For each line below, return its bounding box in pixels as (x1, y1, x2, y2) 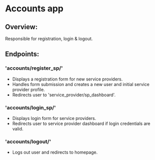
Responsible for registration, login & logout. (5, 36, 93, 41)
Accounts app (5, 3, 64, 14)
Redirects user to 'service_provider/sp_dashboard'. (12, 92, 116, 98)
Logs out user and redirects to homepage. (12, 149, 98, 156)
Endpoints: (5, 50, 39, 58)
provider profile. (12, 86, 45, 92)
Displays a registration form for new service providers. (12, 76, 123, 82)
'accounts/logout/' (5, 138, 51, 145)
